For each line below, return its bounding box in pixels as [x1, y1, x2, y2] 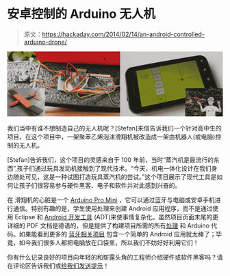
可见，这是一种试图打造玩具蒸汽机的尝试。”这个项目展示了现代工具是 [25, 173, 217, 181]
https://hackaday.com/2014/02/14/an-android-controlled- [42, 30, 205, 38]
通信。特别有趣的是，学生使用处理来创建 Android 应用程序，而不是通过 [12, 204, 213, 212]
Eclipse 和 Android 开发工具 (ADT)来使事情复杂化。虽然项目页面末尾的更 [14, 213, 219, 221]
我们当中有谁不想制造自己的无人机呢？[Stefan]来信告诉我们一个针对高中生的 [7, 124, 222, 132]
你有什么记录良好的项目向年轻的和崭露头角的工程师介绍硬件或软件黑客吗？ [7, 253, 217, 261]
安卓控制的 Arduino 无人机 [7, 6, 156, 22]
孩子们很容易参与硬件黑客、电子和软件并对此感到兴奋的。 [18, 182, 181, 189]
